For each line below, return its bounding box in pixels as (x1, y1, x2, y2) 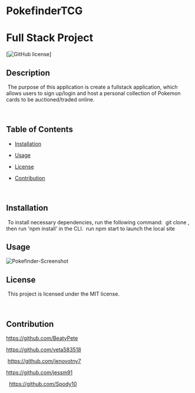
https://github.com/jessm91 (6, 369, 72, 376)
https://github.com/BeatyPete (6, 335, 78, 342)
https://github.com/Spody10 (8, 381, 77, 387)
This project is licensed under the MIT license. (7, 290, 120, 297)
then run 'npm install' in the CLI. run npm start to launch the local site (6, 225, 176, 232)
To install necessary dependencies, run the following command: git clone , (7, 218, 190, 225)
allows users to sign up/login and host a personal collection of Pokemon (6, 90, 181, 97)
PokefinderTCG (6, 4, 83, 18)
